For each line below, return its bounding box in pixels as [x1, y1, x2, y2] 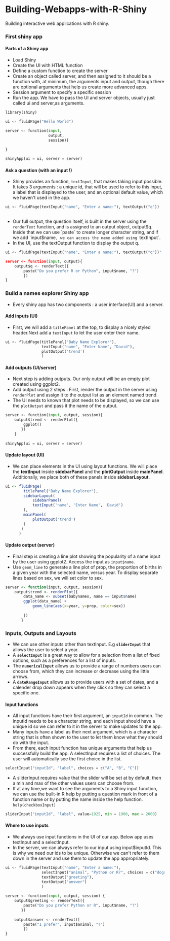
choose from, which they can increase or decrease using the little [12, 668, 149, 674]
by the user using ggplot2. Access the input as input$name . [12, 558, 135, 564]
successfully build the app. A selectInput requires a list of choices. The [12, 750, 161, 757]
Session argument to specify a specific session [12, 89, 111, 95]
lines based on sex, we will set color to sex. [12, 575, 103, 581]
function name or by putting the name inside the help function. [12, 796, 143, 802]
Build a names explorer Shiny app [5, 290, 90, 297]
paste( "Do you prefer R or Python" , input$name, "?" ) [23, 268, 139, 274]
